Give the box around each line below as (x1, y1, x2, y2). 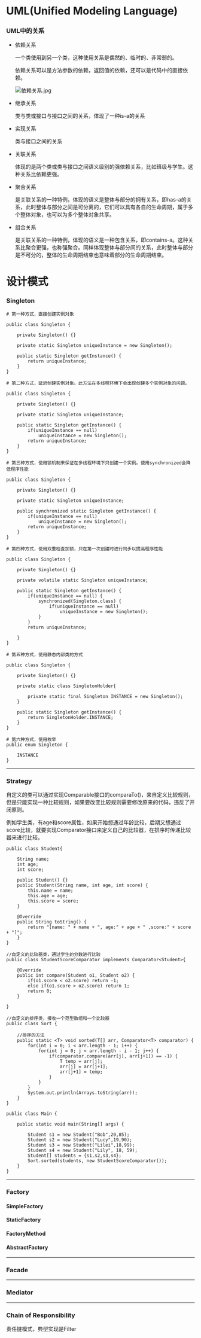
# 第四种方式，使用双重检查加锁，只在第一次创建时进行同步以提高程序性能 (6, 545, 163, 551)
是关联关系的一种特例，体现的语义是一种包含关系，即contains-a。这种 (14, 236, 188, 243)
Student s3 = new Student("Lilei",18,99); (28, 1142, 135, 1148)
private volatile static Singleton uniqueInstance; (17, 577, 148, 583)
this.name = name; (28, 888, 74, 894)
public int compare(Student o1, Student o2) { (17, 973, 135, 979)
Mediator (6, 1288, 33, 1297)
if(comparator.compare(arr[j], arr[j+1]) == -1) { (48, 1053, 178, 1059)
